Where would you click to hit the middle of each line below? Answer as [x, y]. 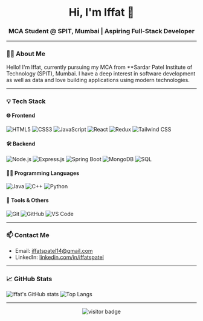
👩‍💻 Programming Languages [43, 173]
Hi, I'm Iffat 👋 [101, 12]
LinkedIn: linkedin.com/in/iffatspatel [59, 257]
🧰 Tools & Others [28, 200]
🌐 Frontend [21, 116]
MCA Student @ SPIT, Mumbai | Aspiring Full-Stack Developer [101, 31]
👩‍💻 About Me [26, 54]
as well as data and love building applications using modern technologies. [98, 80]
